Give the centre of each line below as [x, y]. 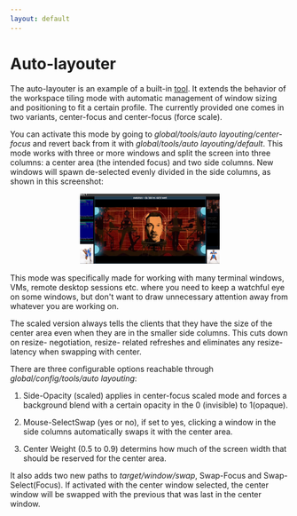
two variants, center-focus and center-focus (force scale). [116, 116]
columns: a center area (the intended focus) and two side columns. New [142, 162]
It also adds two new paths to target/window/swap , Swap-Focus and [136, 475]
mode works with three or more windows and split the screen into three [141, 153]
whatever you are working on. [64, 306]
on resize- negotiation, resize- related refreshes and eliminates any [133, 342]
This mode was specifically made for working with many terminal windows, [147, 278]
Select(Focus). [37, 485]
